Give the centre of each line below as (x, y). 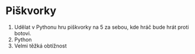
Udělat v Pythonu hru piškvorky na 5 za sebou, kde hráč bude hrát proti (101, 27)
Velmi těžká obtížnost (40, 46)
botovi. (23, 33)
